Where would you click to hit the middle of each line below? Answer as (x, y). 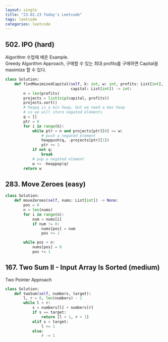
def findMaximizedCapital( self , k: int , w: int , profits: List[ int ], (89, 84)
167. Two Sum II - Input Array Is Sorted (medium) (82, 268)
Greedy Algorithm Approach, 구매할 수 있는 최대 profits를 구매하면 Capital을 (82, 64)
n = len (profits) (41, 93)
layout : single (21, 10)
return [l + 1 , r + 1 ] (65, 317)
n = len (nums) (38, 210)
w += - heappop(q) (50, 164)
